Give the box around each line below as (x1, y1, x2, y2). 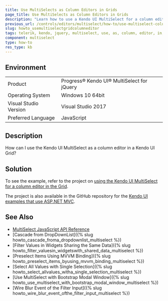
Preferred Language (7, 114, 55, 121)
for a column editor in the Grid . (5, 184, 68, 190)
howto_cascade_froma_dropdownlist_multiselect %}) (12, 237, 121, 243)
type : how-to (5, 40, 32, 45)
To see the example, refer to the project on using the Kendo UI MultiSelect (5, 178, 158, 184)
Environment (5, 63, 46, 72)
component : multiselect (5, 36, 55, 41)
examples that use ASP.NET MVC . (5, 199, 75, 205)
